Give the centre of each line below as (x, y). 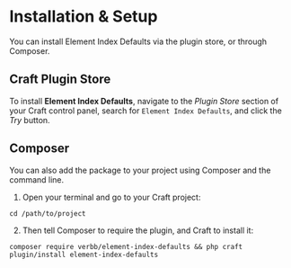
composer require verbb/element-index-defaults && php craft (126, 246)
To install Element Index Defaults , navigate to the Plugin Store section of (144, 101)
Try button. (30, 120)
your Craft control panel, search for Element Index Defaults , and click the (146, 111)
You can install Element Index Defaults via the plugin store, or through (138, 41)
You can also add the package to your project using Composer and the (140, 170)
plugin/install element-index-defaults (84, 255)
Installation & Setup (84, 17)
